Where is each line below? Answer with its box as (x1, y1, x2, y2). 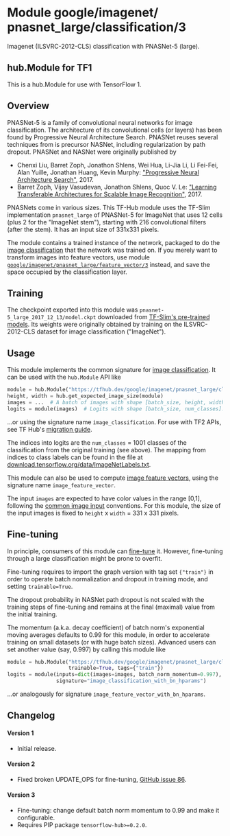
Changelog (7, 710, 55, 721)
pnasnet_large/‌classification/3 (7, 19, 187, 35)
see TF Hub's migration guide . (7, 425, 92, 433)
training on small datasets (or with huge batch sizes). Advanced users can (7, 638, 216, 646)
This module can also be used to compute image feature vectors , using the (7, 474, 219, 482)
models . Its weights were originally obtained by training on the (7, 321, 183, 329)
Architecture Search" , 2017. (16, 175, 94, 183)
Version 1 (7, 729, 34, 737)
